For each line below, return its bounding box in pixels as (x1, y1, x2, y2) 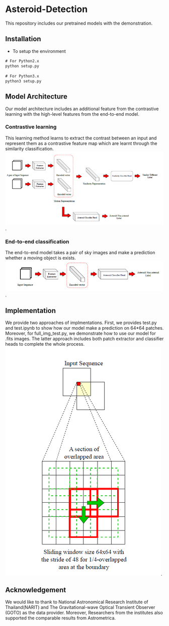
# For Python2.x (5, 58, 39, 63)
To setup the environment (12, 48, 66, 54)
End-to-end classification (5, 238, 69, 245)
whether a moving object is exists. (5, 255, 76, 261)
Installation (5, 35, 41, 43)
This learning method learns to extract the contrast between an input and (5, 135, 157, 141)
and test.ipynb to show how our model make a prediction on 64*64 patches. (5, 325, 164, 331)
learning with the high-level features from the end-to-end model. (5, 111, 140, 117)
